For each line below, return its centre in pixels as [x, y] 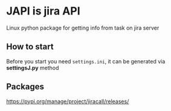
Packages [25, 87]
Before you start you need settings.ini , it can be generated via [86, 61]
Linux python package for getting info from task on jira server [83, 28]
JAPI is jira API [43, 11]
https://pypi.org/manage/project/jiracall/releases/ [68, 101]
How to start [30, 47]
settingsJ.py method [33, 68]
